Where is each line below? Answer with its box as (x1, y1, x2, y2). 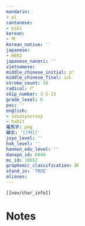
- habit (6, 119, 25, 125)
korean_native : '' (6, 42, 51, 48)
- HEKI (6, 53, 22, 59)
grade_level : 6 (6, 96, 43, 102)
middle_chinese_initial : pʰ (6, 69, 75, 75)
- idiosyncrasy (6, 113, 43, 119)
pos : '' (6, 102, 25, 108)
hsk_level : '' (6, 140, 41, 147)
